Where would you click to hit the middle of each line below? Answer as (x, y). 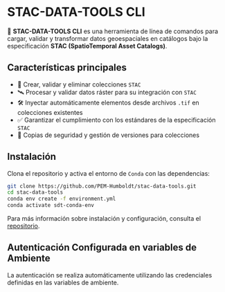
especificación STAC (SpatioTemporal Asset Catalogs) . (87, 46)
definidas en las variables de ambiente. (63, 282)
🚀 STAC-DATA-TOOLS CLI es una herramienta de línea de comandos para (113, 31)
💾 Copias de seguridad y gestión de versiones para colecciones (108, 135)
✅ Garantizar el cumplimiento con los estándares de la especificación (116, 120)
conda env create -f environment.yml (62, 199)
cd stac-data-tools (35, 192)
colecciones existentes (50, 112)
